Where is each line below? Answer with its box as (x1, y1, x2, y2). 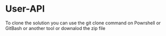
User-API (5, 3, 45, 15)
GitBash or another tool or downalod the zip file (5, 25, 105, 31)
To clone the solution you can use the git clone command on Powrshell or (5, 20, 161, 26)
